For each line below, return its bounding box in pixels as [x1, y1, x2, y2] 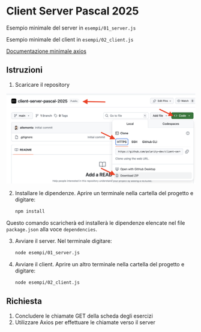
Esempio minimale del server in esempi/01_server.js [6, 24, 136, 31]
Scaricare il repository [14, 81, 70, 88]
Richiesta [6, 296, 42, 307]
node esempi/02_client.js [14, 280, 80, 286]
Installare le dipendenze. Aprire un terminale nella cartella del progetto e [14, 190, 194, 197]
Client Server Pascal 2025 [6, 4, 139, 18]
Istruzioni [6, 65, 43, 75]
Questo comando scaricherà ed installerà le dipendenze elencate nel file [6, 219, 185, 227]
